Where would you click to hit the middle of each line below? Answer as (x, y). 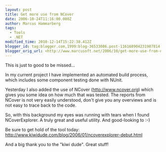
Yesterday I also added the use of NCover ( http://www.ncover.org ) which (79, 89)
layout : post (19, 10)
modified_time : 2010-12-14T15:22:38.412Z (48, 42)
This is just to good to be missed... (40, 65)
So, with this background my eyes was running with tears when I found (77, 114)
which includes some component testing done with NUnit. (64, 80)
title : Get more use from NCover (40, 14)
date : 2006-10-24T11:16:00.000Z (38, 19)
